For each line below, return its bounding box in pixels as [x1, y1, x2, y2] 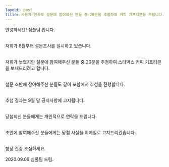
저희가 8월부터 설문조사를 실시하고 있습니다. [5, 42, 92, 48]
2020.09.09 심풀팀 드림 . [5, 156, 54, 162]
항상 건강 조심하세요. [5, 145, 46, 151]
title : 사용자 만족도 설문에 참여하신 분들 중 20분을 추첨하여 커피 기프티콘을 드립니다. [5, 12, 165, 17]
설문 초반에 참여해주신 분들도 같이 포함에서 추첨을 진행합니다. [5, 81, 125, 87]
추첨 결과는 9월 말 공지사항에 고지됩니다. [5, 97, 85, 103]
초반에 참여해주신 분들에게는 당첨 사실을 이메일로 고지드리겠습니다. [5, 129, 136, 135]
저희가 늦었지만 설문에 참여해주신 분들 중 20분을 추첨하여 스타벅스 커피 [5, 59, 144, 65]
